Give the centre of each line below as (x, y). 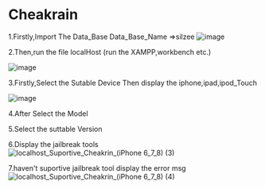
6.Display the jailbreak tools (53, 144)
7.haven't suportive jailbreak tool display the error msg (97, 168)
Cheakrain (43, 15)
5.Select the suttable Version (55, 129)
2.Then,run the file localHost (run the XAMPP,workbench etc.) (110, 52)
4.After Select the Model (49, 114)
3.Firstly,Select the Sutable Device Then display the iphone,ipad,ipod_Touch (132, 83)
